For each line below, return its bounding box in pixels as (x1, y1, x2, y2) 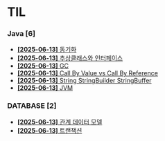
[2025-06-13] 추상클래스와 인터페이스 (17, 54, 123, 62)
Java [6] (7, 29, 36, 39)
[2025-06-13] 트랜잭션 (17, 126, 82, 135)
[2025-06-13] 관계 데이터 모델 (17, 117, 103, 126)
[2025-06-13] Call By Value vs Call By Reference (17, 69, 158, 77)
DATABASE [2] (7, 101, 57, 111)
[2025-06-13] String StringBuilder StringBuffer (17, 77, 152, 85)
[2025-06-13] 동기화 (17, 46, 77, 54)
